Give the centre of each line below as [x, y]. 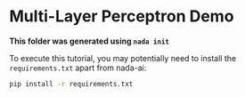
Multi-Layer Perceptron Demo [122, 16]
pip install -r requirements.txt [71, 84]
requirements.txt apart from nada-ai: [78, 68]
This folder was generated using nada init [90, 41]
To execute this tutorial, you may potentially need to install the [123, 58]
